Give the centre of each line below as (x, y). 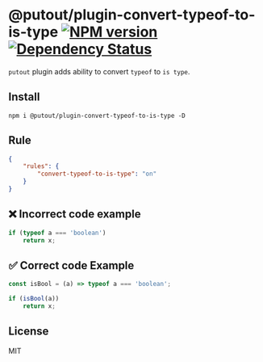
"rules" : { (41, 166)
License (29, 332)
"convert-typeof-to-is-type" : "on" (97, 174)
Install (24, 97)
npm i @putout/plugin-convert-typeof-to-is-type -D (97, 116)
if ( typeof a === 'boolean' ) (57, 233)
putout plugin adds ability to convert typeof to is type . (99, 71)
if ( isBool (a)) (34, 299)
